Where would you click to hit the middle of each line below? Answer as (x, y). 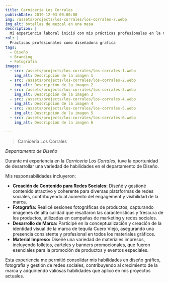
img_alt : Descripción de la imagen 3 (54, 94)
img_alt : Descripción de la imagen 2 (54, 85)
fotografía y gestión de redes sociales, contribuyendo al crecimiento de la (81, 265)
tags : (11, 47)
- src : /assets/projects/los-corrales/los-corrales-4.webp (73, 99)
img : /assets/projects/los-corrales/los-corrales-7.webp (66, 19)
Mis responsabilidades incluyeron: (41, 176)
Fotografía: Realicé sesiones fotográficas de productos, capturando (83, 207)
